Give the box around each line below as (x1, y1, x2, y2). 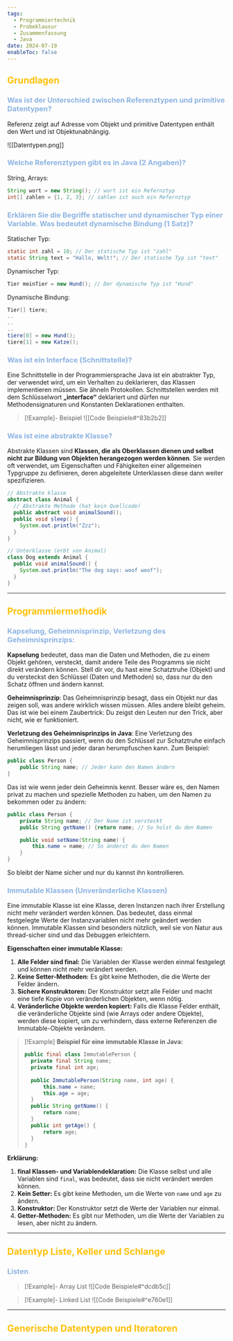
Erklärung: (7, 1154, 39, 1163)
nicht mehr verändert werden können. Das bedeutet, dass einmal (7, 909, 193, 917)
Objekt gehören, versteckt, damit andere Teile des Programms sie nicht (7, 658, 211, 666)
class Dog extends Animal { (7, 554, 89, 561)
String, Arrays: (7, 174, 49, 182)
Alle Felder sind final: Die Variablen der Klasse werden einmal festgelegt (17, 958, 225, 966)
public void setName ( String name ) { (19, 836, 126, 843)
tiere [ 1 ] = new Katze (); (7, 338, 79, 346)
